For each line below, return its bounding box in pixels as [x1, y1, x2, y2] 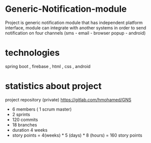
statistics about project [5, 81, 102, 92]
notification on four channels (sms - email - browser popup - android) [5, 30, 146, 36]
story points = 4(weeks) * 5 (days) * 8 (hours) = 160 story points [12, 132, 143, 138]
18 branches [12, 121, 37, 128]
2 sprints [12, 111, 30, 117]
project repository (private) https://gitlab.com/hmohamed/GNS [5, 96, 131, 102]
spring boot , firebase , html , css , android [5, 63, 91, 69]
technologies [5, 48, 60, 58]
